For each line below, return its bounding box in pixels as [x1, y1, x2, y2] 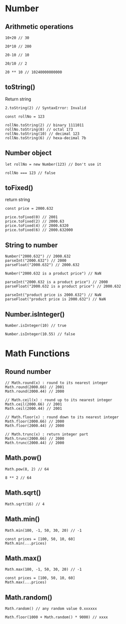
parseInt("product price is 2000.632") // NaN [5, 293, 102, 298]
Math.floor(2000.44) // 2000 [5, 424, 64, 428]
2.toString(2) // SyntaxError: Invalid [5, 105, 86, 110]
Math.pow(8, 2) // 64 [5, 467, 49, 472]
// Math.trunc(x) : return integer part [5, 432, 89, 437]
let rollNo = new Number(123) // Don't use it [5, 162, 102, 167]
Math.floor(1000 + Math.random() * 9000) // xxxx [5, 615, 108, 620]
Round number [5, 367, 51, 375]
